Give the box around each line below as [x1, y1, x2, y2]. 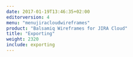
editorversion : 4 [6, 14, 50, 20]
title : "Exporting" [6, 31, 55, 37]
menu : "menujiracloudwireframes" [6, 20, 90, 26]
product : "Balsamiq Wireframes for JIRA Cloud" [6, 25, 128, 31]
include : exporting [6, 42, 55, 48]
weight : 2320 [6, 36, 39, 42]
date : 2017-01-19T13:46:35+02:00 [6, 8, 90, 15]
